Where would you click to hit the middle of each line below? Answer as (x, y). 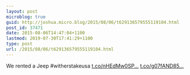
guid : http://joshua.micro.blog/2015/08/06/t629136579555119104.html (93, 22)
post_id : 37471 (25, 28)
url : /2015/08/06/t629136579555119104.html (60, 49)
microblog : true (26, 17)
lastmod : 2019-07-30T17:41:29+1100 (50, 38)
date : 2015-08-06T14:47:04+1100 (45, 33)
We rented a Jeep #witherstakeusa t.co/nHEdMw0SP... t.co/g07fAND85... (95, 66)
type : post (19, 44)
